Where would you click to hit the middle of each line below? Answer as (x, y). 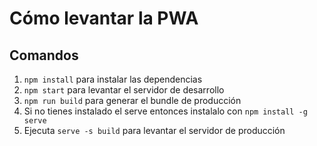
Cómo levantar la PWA (104, 18)
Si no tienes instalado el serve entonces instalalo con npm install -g (165, 111)
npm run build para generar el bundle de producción (132, 100)
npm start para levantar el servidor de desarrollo (124, 90)
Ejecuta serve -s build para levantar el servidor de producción (154, 130)
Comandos (44, 55)
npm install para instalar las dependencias (113, 79)
